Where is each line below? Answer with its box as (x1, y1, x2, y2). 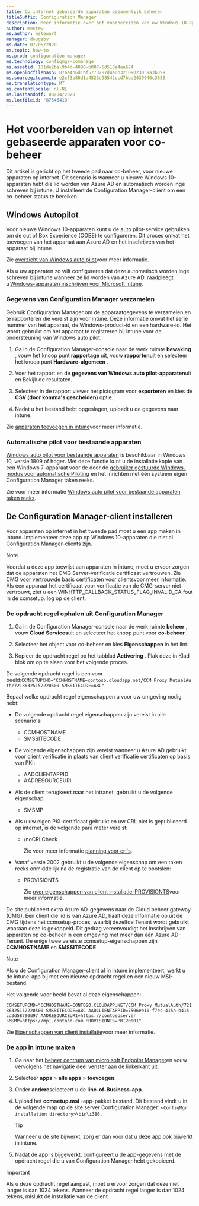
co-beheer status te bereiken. (6, 192, 79, 200)
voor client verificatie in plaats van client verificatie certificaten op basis (14, 753, 191, 760)
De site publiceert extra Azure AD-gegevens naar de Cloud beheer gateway (6, 906, 191, 913)
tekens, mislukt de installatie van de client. (6, 1193, 110, 1200)
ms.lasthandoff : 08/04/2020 (6, 91, 76, 97)
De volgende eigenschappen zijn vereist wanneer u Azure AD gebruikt (14, 747, 187, 754)
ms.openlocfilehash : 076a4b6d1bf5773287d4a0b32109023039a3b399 (6, 70, 166, 75)
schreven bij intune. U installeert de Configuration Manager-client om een (6, 187, 185, 194)
